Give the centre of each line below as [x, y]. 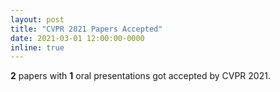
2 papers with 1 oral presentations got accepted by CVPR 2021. [140, 76]
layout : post [37, 19]
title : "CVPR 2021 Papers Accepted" [86, 29]
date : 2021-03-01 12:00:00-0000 [77, 38]
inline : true [37, 47]
